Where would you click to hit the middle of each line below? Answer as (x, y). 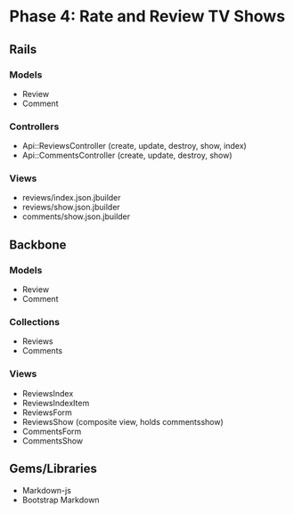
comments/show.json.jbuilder (76, 216)
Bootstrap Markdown (61, 500)
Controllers (34, 126)
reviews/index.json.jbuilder (72, 198)
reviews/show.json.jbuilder (71, 208)
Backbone (38, 245)
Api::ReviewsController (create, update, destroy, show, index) (134, 146)
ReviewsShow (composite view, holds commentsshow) (123, 421)
